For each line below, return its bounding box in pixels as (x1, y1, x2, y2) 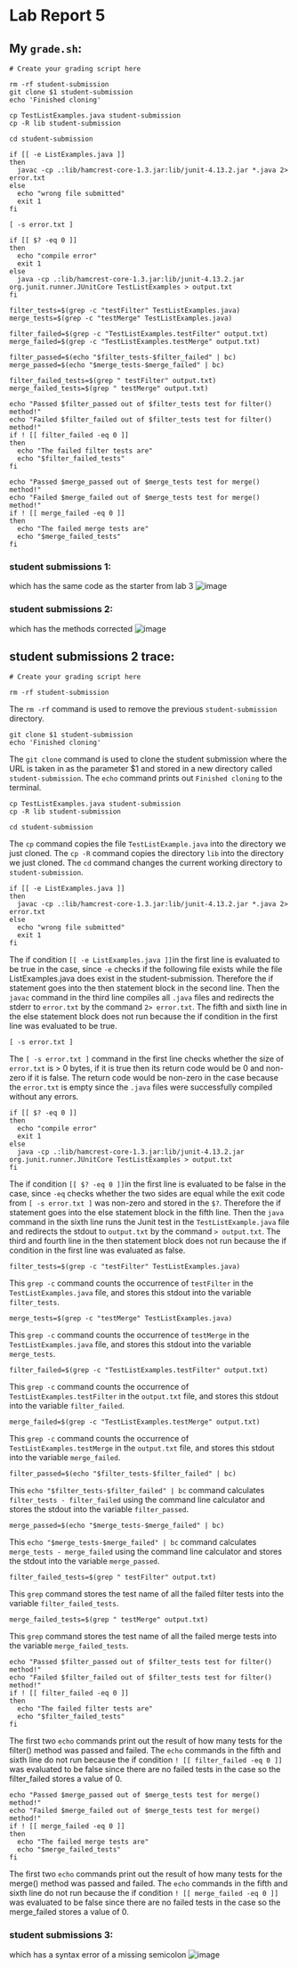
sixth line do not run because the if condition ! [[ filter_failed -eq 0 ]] (9, 1754, 283, 1765)
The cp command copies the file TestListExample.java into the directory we (9, 838, 286, 849)
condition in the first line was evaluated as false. (9, 1245, 186, 1256)
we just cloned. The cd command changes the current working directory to (9, 857, 283, 869)
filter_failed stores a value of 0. (9, 1774, 123, 1785)
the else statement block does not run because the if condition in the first (9, 1011, 278, 1022)
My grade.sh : (9, 41, 83, 56)
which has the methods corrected (9, 623, 133, 633)
